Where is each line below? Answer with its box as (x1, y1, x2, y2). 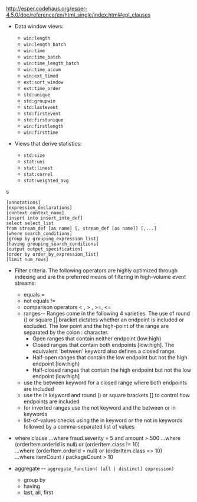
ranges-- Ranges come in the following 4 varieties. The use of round (23, 310, 191, 317)
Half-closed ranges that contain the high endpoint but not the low (32, 366, 192, 374)
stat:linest (23, 165, 53, 171)
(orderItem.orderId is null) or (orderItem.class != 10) (14, 441, 140, 448)
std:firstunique (23, 117, 64, 123)
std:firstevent (23, 111, 61, 117)
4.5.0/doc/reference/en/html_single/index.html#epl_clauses (6, 11, 151, 18)
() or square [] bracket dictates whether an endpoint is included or (23, 316, 185, 323)
